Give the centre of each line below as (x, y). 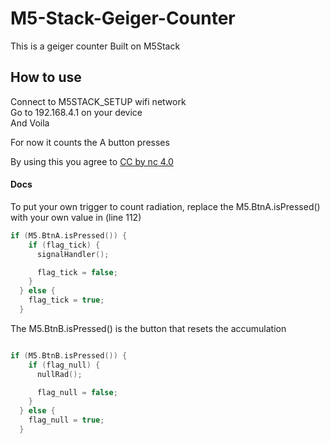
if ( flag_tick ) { (64, 245)
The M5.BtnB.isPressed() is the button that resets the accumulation (148, 328)
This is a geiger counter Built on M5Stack (95, 46)
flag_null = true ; (66, 420)
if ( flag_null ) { (64, 365)
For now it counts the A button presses (90, 142)
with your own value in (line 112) (76, 217)
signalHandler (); (73, 254)
